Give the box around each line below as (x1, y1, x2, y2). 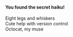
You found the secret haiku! (5, 4, 65, 10)
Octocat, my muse (5, 26, 44, 32)
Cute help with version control (5, 21, 68, 27)
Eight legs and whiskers (5, 15, 55, 21)
